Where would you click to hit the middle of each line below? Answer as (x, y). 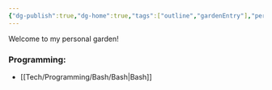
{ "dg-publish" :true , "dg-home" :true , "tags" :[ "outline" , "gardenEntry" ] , (130, 16)
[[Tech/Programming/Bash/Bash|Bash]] (86, 76)
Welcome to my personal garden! (64, 39)
